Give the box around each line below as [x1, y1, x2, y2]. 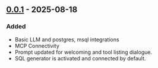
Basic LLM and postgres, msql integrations [14, 35, 120, 43]
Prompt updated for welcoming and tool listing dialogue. [14, 48, 153, 56]
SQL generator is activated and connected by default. [14, 54, 147, 61]
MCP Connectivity [14, 42, 59, 49]
